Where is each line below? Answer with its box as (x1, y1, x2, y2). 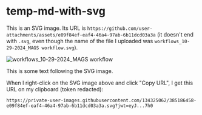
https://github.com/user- (87, 26, 153, 32)
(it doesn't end (157, 30, 194, 38)
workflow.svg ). (41, 44, 78, 51)
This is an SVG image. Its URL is (6, 24, 86, 32)
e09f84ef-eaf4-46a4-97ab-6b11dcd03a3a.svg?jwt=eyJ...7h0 (6, 102, 153, 109)
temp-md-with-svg (6, 4, 106, 18)
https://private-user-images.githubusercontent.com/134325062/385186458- (6, 97, 197, 103)
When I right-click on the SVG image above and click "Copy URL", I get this (6, 79, 193, 86)
